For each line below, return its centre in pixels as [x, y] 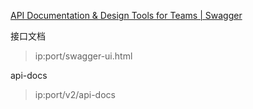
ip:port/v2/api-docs [75, 94]
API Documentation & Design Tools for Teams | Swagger [126, 15]
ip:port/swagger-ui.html [83, 56]
